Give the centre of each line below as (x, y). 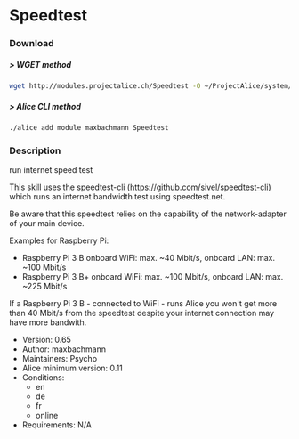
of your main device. (47, 224)
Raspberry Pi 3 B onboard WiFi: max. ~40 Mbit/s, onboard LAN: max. (149, 258)
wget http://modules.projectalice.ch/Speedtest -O (105, 86)
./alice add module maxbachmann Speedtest (89, 127)
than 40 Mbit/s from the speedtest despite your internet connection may (141, 313)
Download (32, 44)
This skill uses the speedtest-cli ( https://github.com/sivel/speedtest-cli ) (140, 187)
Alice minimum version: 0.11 (72, 368)
